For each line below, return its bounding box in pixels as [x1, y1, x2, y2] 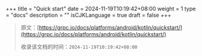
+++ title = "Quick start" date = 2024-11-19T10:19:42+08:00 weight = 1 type [5, 5, 196, 12]
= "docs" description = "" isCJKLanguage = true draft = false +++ [5, 11, 171, 19]
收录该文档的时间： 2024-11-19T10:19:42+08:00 [20, 43, 138, 50]
